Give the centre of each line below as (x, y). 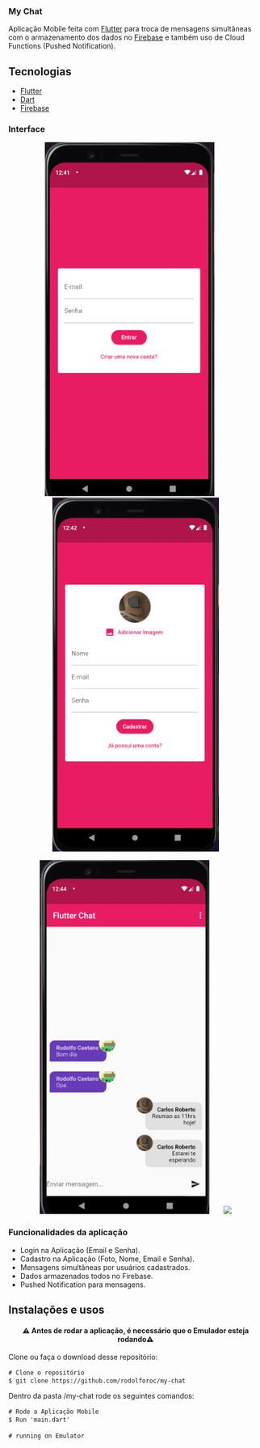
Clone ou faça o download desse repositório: (83, 1357)
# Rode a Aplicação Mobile (54, 1412)
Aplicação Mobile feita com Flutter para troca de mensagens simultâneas (130, 29)
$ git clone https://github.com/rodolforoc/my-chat (97, 1381)
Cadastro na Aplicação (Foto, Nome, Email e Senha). (107, 1259)
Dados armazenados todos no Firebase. (86, 1276)
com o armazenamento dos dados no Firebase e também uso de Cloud (126, 37)
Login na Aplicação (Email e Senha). (80, 1250)
